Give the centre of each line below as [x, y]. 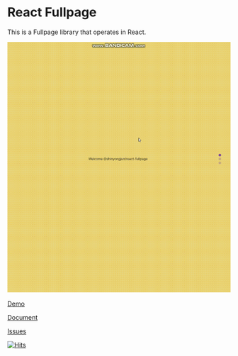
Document [23, 317]
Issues [17, 331]
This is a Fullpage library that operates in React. [77, 32]
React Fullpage [52, 12]
